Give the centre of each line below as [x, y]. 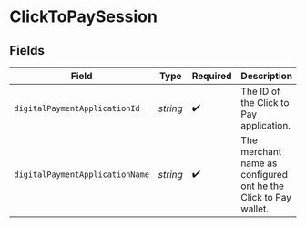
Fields [27, 51]
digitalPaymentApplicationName [82, 175]
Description [267, 76]
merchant [261, 152]
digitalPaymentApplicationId [77, 108]
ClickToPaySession [83, 17]
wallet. [255, 209]
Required [212, 76]
